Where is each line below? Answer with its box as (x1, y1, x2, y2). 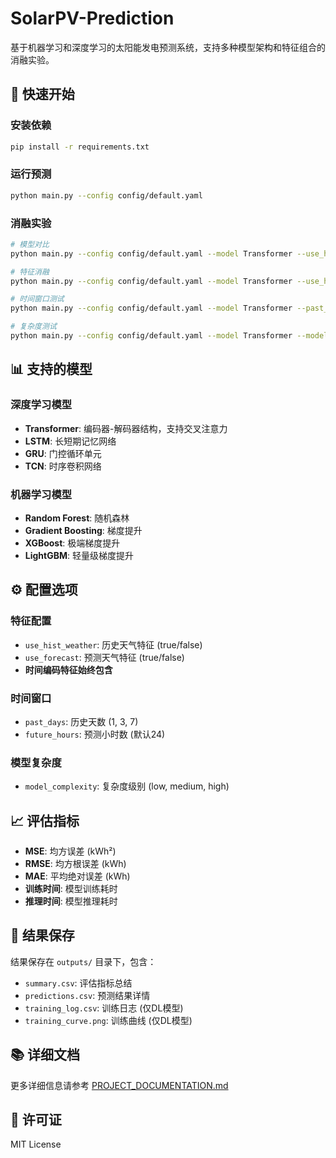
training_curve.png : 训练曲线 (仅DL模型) (24, 1014, 193, 1026)
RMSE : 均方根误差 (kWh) (24, 858, 127, 870)
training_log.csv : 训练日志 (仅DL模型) (24, 1002, 184, 1014)
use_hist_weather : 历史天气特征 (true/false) (24, 638, 203, 651)
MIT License (10, 1138, 62, 1151)
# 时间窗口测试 (10, 294, 65, 304)
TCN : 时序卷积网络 (24, 460, 102, 472)
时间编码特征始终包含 (24, 663, 113, 676)
